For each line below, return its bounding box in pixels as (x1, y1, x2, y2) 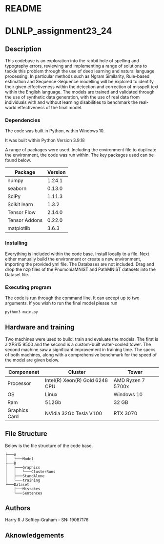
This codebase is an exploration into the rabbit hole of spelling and (5, 58, 139, 64)
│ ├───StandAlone (5, 473, 45, 478)
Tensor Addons (7, 217, 43, 224)
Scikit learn (7, 201, 33, 208)
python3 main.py (5, 309, 38, 315)
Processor (7, 380, 31, 387)
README (5, 3, 42, 14)
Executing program (5, 284, 52, 290)
